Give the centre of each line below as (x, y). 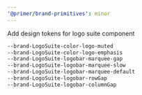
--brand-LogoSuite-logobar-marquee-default (71, 72)
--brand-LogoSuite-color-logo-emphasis (65, 53)
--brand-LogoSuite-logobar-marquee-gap (65, 59)
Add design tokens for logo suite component (71, 33)
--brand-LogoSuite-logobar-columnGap (62, 85)
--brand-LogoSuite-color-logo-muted (60, 46)
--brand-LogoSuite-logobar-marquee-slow (67, 66)
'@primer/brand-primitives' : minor (59, 14)
